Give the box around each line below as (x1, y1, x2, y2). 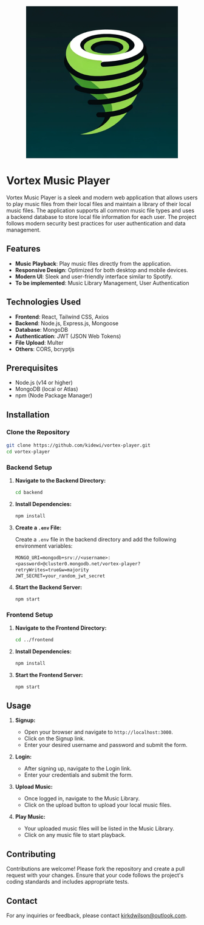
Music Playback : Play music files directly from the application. (15, 260, 172, 267)
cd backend (15, 489, 43, 496)
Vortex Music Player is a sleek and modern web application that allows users (6, 194, 198, 201)
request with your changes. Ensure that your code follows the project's (6, 872, 184, 879)
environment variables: (15, 542, 73, 549)
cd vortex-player (6, 449, 50, 455)
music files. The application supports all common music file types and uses (6, 207, 195, 214)
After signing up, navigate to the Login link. (24, 765, 132, 772)
